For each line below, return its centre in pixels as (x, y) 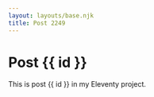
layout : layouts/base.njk (51, 16)
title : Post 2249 (37, 23)
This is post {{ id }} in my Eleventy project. (77, 84)
